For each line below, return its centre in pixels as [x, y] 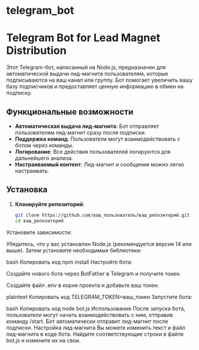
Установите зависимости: [39, 232]
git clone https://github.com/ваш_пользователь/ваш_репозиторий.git [102, 215]
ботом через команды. [44, 145]
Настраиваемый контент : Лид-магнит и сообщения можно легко [99, 164]
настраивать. [32, 170]
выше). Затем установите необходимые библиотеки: [74, 250]
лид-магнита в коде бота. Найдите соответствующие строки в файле [95, 334]
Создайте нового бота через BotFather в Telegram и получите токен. [94, 273]
